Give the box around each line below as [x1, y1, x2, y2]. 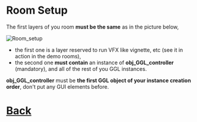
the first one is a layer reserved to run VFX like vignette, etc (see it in [14, 46, 183, 54]
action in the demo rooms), [14, 52, 82, 60]
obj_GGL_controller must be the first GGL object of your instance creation [6, 77, 192, 84]
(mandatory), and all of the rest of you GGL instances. [14, 65, 147, 72]
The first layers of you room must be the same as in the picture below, [6, 23, 179, 30]
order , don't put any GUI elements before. [6, 83, 109, 90]
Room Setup [6, 4, 68, 17]
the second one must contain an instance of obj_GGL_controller [14, 59, 174, 66]
